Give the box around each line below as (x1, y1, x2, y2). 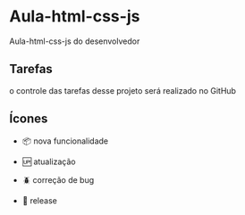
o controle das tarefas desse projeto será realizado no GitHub (9, 85, 237, 95)
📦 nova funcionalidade (21, 136, 109, 146)
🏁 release (21, 194, 58, 206)
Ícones (9, 112, 48, 127)
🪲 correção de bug (21, 174, 95, 185)
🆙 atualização (21, 156, 76, 167)
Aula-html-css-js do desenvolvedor (9, 36, 140, 46)
